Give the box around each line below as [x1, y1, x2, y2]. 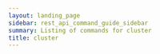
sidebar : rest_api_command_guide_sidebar [8, 19, 149, 27]
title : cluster [8, 33, 59, 42]
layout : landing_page [8, 11, 81, 20]
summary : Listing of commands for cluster [8, 26, 152, 34]
